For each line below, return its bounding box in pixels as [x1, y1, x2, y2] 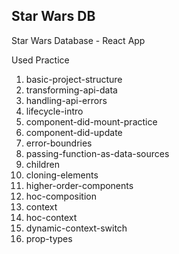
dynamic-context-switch [25, 222, 128, 234]
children [25, 158, 60, 170]
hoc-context [25, 211, 78, 223]
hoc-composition [25, 190, 97, 202]
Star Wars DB [11, 8, 96, 25]
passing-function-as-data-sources [25, 147, 170, 159]
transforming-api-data [25, 84, 118, 96]
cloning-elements [25, 169, 99, 181]
